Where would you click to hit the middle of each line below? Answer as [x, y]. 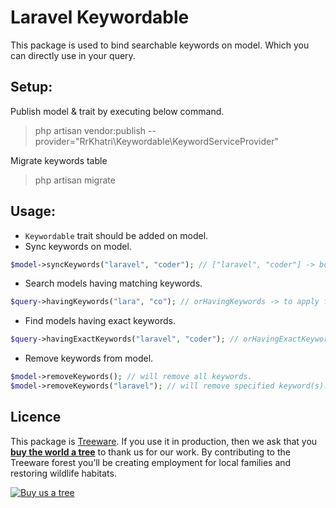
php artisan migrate [75, 180]
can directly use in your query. [73, 55]
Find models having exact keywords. [100, 321]
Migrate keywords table [59, 160]
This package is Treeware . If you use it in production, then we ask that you [164, 441]
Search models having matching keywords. [113, 283]
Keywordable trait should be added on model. [116, 235]
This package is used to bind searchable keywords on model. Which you [160, 45]
